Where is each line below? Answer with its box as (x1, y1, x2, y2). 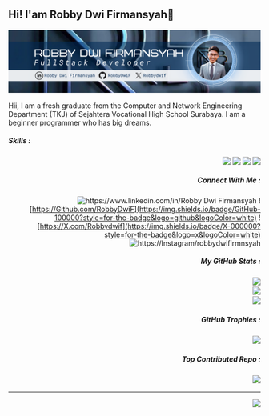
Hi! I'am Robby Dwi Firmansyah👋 (8, 8, 175, 22)
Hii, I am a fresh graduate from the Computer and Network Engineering (8, 101, 243, 110)
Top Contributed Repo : (181, 354, 261, 364)
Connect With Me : (197, 175, 261, 185)
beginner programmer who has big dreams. (8, 118, 152, 127)
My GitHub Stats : (200, 257, 261, 266)
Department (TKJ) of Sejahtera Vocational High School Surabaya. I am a (8, 109, 246, 118)
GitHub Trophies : (201, 315, 261, 325)
